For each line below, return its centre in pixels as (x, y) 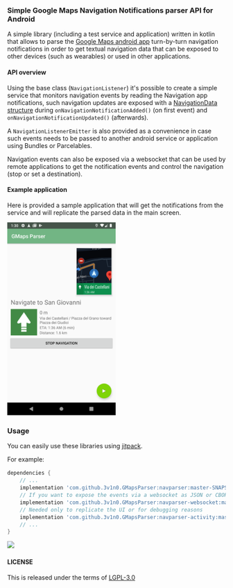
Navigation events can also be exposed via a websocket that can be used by (116, 159)
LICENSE (20, 562)
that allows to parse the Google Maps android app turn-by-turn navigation (113, 42)
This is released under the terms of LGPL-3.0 (71, 577)
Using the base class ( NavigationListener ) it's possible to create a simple (112, 88)
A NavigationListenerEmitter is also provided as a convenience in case (110, 131)
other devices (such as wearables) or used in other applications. (99, 56)
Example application (37, 190)
